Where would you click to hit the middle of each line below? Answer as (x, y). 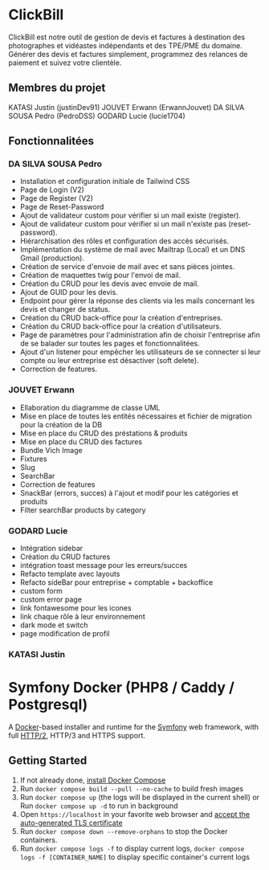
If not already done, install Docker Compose (93, 780)
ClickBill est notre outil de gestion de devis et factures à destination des (127, 37)
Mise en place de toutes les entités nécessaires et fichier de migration (136, 416)
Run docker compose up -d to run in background (99, 806)
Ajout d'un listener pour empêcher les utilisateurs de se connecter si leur (140, 352)
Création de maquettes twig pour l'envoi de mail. (100, 276)
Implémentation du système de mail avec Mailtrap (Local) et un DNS (132, 250)
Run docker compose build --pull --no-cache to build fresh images (131, 788)
